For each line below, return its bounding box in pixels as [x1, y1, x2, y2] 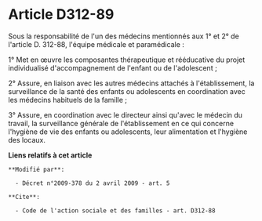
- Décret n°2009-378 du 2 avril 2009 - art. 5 [15, 179, 170, 187]
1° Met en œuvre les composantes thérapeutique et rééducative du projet [8, 55, 246, 64]
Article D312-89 [8, 5, 115, 24]
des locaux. [8, 135, 45, 144]
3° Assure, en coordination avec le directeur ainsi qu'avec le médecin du [8, 110, 243, 119]
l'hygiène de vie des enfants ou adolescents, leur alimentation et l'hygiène [8, 127, 248, 136]
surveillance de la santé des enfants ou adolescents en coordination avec [8, 86, 246, 96]
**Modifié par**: [8, 165, 65, 173]
